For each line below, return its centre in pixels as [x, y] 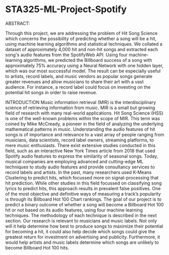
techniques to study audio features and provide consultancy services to [80, 167]
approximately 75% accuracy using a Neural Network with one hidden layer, [84, 65]
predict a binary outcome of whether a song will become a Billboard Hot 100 [85, 204]
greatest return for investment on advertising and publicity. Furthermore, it [83, 237]
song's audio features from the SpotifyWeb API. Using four [67, 55]
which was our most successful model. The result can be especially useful [83, 71]
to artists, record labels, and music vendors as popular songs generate [79, 76]
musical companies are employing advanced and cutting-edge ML [74, 161]
